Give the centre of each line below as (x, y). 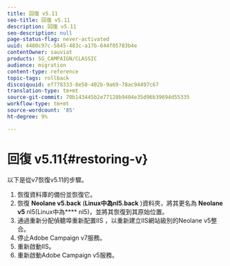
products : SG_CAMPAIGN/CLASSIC (52, 59)
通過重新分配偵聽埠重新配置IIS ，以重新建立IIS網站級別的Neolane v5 (114, 220)
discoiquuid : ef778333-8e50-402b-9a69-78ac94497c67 (83, 85)
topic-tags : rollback (38, 78)
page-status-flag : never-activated (58, 39)
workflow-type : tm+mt (38, 104)
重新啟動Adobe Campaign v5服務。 (68, 255)
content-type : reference (43, 71)
